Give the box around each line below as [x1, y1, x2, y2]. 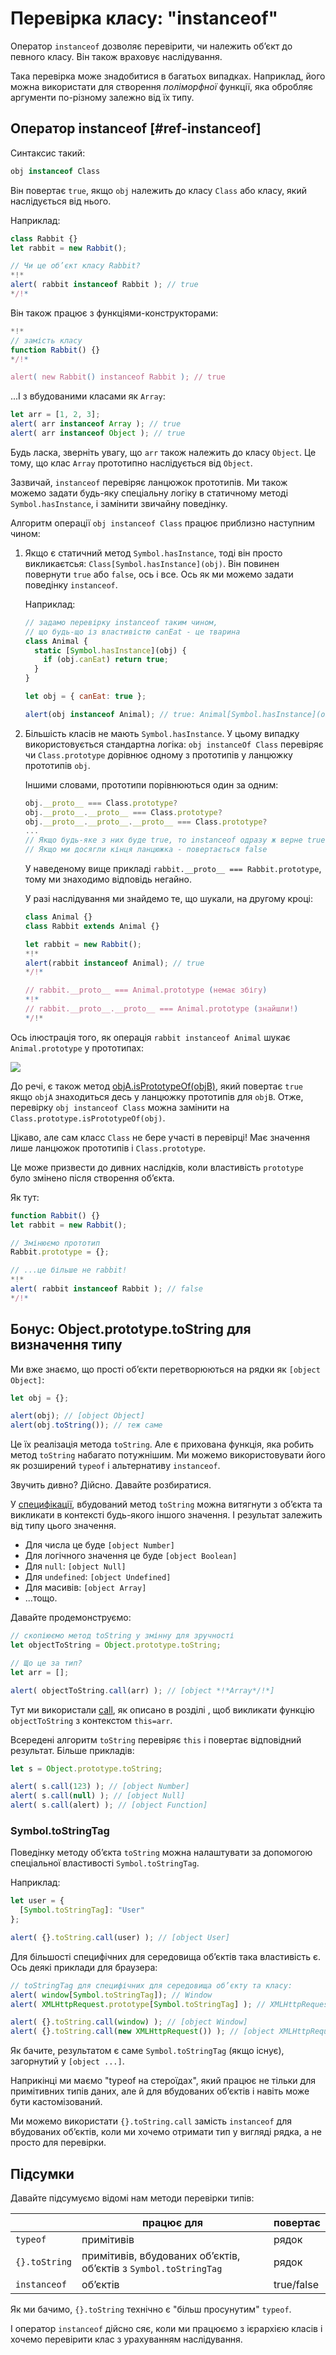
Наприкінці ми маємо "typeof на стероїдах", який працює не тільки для [10, 2075, 316, 2087]
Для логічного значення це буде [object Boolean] [24, 1550, 238, 1562]
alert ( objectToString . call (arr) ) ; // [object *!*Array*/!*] [10, 1685, 275, 1696]
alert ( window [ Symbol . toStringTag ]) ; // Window [10, 1990, 213, 2000]
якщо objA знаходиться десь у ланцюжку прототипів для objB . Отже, [10, 1090, 304, 1102]
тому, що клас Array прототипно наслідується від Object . [10, 457, 253, 469]
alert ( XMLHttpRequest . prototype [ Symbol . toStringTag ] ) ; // [10, 1999, 267, 2009]
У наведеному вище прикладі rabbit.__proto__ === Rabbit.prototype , [24, 863, 322, 874]
